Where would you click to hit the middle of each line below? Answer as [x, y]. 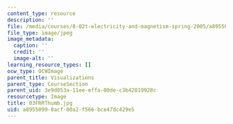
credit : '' [29, 52]
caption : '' [31, 45]
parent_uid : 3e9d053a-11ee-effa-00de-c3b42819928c [82, 90]
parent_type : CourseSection [48, 84]
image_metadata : [31, 39]
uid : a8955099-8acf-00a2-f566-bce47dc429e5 [71, 110]
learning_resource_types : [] [49, 65]
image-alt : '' [34, 59]
